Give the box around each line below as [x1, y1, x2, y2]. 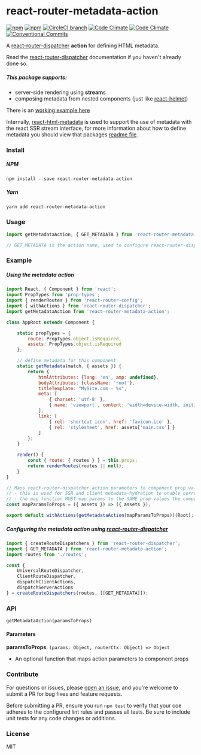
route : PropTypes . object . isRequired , [28, 336, 121, 342]
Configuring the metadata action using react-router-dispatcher [6, 525, 169, 532]
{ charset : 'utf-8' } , [48, 397, 106, 403]
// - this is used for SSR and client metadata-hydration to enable [6, 491, 181, 497]
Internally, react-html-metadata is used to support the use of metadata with [6, 118, 192, 125]
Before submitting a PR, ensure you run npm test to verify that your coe [6, 702, 182, 709]
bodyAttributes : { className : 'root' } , [38, 380, 135, 386]
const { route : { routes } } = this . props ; [28, 458, 138, 464]
